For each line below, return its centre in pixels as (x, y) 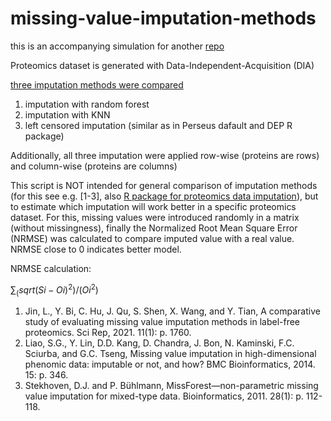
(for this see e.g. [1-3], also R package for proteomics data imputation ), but (164, 196)
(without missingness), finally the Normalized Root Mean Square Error (154, 228)
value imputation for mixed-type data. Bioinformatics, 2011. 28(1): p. (164, 396)
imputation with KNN (67, 114)
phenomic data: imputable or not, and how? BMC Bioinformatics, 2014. (170, 364)
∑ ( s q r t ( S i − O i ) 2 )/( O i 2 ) (54, 290)
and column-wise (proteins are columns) (94, 166)
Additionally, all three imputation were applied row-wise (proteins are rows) (165, 155)
